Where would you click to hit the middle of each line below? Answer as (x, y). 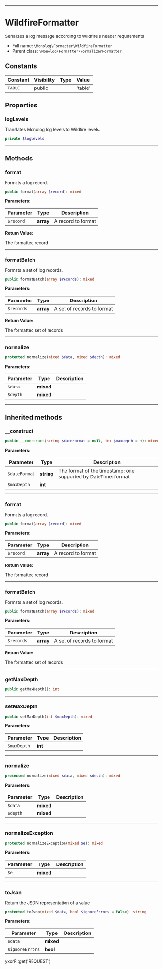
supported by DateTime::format (94, 476)
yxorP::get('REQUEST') (28, 961)
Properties (21, 105)
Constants (21, 66)
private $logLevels (25, 139)
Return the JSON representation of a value (48, 903)
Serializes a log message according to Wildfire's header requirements (75, 36)
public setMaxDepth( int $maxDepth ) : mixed (49, 717)
